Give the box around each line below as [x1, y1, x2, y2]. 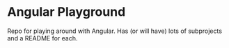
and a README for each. [7, 34, 78, 42]
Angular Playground [7, 4, 126, 20]
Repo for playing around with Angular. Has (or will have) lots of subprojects [7, 27, 223, 35]
